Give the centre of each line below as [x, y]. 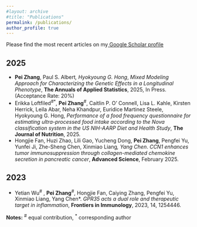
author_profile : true [33, 28]
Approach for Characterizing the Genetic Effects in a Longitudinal [94, 83]
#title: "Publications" [35, 17]
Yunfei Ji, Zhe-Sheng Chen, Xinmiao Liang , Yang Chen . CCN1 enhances [101, 147]
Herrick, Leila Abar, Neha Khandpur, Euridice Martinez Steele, [89, 109]
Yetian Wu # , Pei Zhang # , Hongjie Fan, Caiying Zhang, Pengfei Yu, [94, 192]
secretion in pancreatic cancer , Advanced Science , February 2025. [96, 159]
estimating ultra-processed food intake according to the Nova [90, 121]
